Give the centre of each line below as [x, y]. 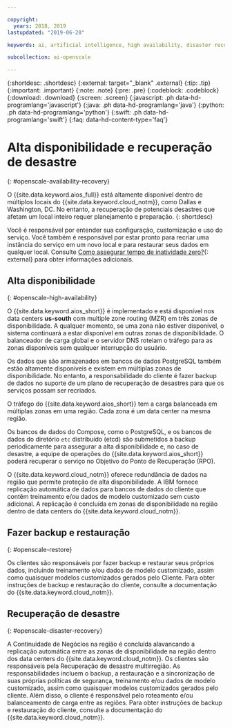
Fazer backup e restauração [69, 533]
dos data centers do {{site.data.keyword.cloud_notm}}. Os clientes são [108, 658]
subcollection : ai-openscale [49, 57]
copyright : [23, 19]
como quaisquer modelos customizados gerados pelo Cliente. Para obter [111, 578]
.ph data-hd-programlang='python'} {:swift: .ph [75, 112]
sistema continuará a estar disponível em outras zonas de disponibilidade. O [116, 333]
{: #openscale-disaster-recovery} [55, 630]
